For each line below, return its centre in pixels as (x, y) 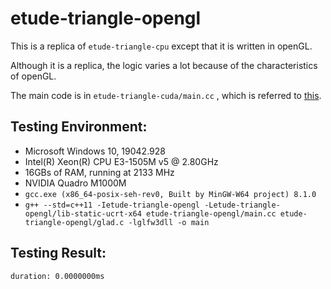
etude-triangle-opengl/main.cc (211, 213)
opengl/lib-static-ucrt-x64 (83, 213)
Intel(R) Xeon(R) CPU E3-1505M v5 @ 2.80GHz (121, 161)
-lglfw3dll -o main (169, 222)
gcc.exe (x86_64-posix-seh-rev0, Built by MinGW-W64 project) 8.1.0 (170, 194)
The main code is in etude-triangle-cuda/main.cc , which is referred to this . (166, 95)
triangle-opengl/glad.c (74, 222)
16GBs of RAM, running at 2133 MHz (99, 172)
